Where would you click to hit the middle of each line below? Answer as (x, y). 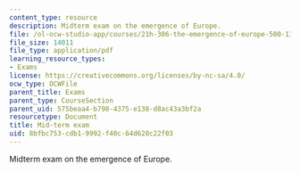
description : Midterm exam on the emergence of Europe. (115, 26)
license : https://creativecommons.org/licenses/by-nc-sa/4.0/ (127, 76)
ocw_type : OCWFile (43, 84)
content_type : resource (54, 17)
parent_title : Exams (48, 92)
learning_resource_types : (57, 59)
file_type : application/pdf (62, 51)
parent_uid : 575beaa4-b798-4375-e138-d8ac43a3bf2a (105, 109)
